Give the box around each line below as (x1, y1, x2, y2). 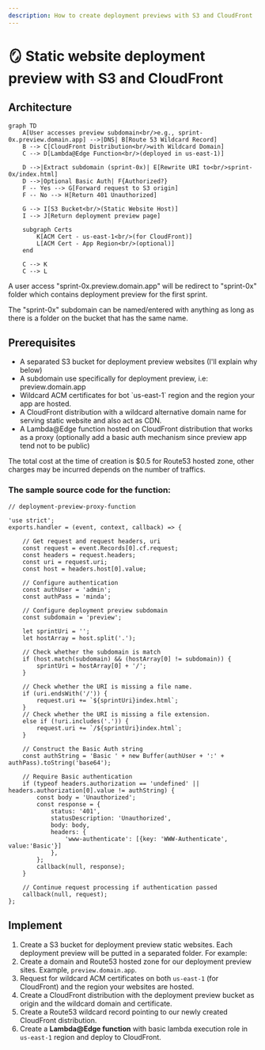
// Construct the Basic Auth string (22, 745, 144, 752)
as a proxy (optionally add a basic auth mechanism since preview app (19, 433, 247, 442)
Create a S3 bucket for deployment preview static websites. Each (19, 939, 233, 950)
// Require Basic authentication (22, 772, 133, 780)
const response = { (36, 800, 101, 808)
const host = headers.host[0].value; (22, 565, 147, 573)
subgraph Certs (22, 226, 73, 233)
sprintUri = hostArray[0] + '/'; (36, 661, 147, 669)
